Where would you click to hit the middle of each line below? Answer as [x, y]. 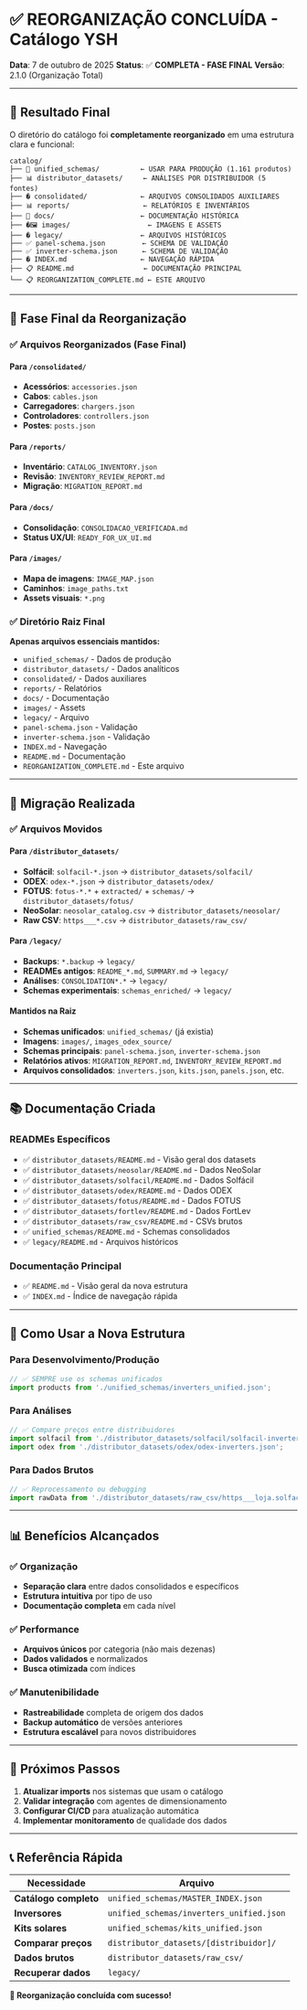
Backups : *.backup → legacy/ [79, 961]
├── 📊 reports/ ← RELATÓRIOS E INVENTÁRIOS [129, 206]
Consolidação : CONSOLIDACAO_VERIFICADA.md [105, 527]
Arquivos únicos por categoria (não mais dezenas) [119, 1649]
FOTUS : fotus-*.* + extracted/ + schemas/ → [108, 890]
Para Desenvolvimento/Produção [85, 1360]
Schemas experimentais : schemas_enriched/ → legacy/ [127, 990]
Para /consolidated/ [48, 367]
